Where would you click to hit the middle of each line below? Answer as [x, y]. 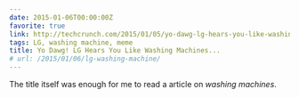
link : [19, 34]
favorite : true [37, 26]
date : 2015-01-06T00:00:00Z [61, 17]
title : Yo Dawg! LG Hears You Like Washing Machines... [115, 51]
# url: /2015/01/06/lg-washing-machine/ [85, 59]
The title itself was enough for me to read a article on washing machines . [143, 84]
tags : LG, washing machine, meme [71, 42]
